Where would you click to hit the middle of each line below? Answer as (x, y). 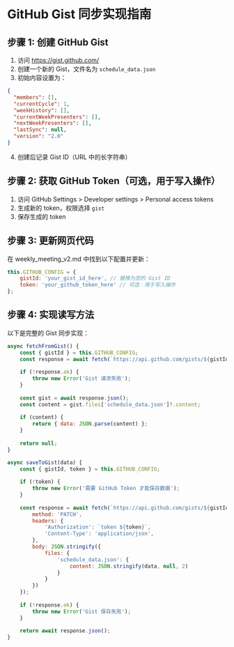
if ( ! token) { (40, 482)
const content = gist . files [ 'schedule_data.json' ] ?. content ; (110, 404)
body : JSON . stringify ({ (67, 547)
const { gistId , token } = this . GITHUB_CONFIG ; (90, 469)
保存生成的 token (41, 216)
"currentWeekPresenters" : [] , (57, 117)
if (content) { (42, 418)
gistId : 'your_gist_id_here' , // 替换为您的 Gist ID (95, 279)
